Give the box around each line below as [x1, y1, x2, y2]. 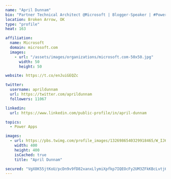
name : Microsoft [10, 40, 44, 46]
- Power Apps [10, 124, 38, 130]
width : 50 [18, 59, 40, 64]
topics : [5, 120, 22, 125]
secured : [5, 166, 24, 171]
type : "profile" [5, 21, 40, 27]
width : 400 [14, 143, 38, 148]
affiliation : [5, 36, 33, 41]
